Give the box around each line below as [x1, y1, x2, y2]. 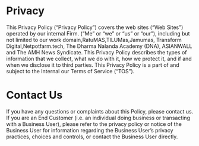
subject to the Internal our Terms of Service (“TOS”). [6, 67, 135, 74]
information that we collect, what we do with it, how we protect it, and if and [6, 55, 192, 62]
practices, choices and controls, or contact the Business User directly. [6, 133, 178, 140]
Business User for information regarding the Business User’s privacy [6, 126, 173, 134]
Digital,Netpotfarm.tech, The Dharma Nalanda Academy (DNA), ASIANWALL [6, 43, 192, 50]
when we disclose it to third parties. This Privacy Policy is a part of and [6, 61, 179, 69]
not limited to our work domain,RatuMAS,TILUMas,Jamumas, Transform [6, 36, 182, 43]
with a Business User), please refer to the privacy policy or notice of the [6, 120, 182, 128]
